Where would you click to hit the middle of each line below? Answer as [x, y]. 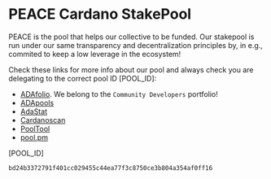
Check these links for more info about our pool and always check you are [131, 69]
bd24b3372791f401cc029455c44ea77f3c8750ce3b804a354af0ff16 [111, 168]
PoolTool [35, 129]
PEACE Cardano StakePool [100, 14]
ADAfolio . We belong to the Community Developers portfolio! [119, 94]
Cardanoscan [43, 120]
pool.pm [34, 137]
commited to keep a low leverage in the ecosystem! [95, 54]
